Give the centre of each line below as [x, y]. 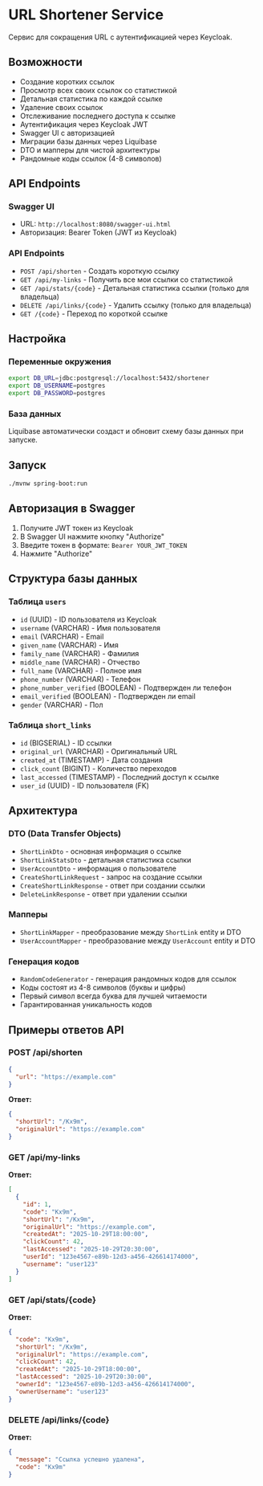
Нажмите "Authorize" [56, 553]
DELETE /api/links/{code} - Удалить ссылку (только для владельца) [136, 305]
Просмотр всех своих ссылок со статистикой [99, 90]
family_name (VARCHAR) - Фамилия [79, 653]
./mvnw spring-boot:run [48, 484]
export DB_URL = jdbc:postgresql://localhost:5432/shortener [109, 378]
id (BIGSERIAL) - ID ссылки [66, 743]
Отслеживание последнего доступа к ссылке [98, 116]
